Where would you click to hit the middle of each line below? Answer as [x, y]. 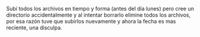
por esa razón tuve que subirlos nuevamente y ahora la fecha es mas [91, 21]
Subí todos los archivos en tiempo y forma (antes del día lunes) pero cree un [100, 9]
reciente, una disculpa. [34, 27]
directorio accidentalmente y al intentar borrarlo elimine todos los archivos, [99, 15]
